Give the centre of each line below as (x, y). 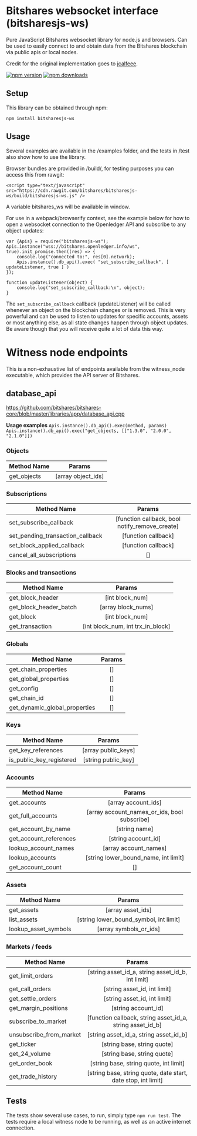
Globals (17, 644)
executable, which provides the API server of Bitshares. (73, 375)
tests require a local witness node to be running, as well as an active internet (98, 1121)
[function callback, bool (148, 519)
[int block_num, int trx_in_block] (126, 626)
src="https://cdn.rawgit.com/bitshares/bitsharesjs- (72, 190)
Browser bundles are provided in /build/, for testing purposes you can (90, 168)
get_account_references (43, 839)
